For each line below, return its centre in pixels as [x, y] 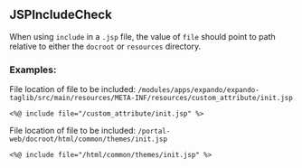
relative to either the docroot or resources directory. [105, 46]
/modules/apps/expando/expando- [198, 90]
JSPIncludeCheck [61, 15]
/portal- [154, 131]
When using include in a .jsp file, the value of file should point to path [142, 36]
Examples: [33, 70]
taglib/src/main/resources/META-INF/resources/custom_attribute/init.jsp [151, 98]
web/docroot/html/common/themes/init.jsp [89, 139]
